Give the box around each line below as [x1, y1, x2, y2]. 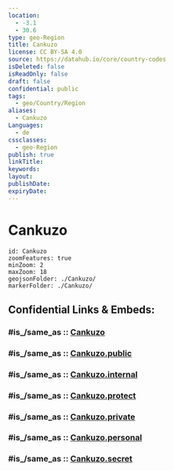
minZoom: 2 [8, 261, 44, 269]
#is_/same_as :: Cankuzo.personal [8, 432, 143, 443]
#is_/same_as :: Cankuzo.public [8, 347, 132, 358]
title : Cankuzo [8, 41, 58, 49]
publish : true [8, 150, 55, 158]
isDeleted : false [8, 63, 65, 71]
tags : [8, 92, 26, 100]
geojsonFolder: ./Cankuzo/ [8, 275, 96, 283]
